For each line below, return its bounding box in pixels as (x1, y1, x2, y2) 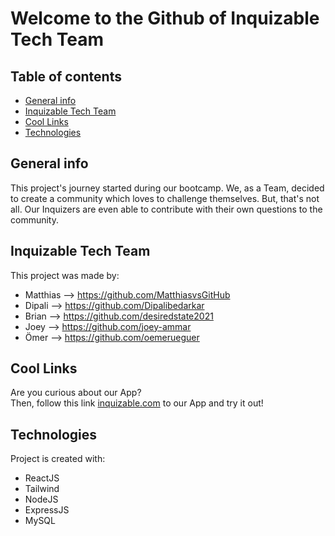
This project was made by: (10, 269, 120, 281)
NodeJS (24, 493, 59, 506)
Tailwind (24, 483, 60, 495)
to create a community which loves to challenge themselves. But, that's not (10, 192, 320, 204)
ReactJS (24, 472, 60, 484)
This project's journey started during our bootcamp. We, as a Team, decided (10, 182, 325, 194)
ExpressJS (24, 504, 70, 516)
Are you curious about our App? (10, 387, 142, 399)
